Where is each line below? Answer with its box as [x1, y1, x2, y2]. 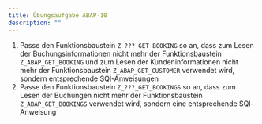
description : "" [8, 19, 62, 27]
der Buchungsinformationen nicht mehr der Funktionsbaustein [19, 49, 223, 58]
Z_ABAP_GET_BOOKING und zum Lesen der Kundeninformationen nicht [19, 57, 239, 67]
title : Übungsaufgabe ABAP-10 [8, 11, 108, 20]
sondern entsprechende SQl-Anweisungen [19, 74, 159, 83]
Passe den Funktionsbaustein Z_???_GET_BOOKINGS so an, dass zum [19, 82, 236, 91]
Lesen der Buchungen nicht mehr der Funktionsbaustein [19, 90, 203, 100]
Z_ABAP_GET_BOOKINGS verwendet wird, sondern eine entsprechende [19, 99, 238, 108]
